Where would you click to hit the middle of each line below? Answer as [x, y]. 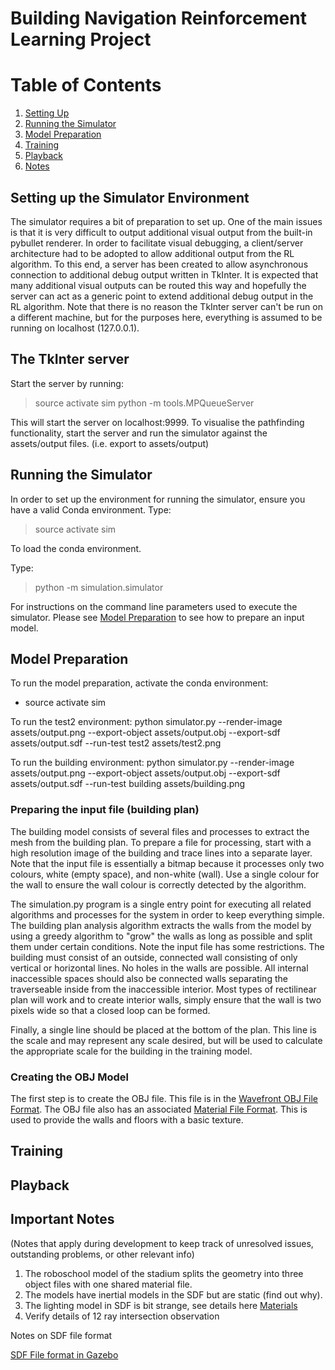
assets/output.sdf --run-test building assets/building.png [128, 784]
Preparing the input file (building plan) [105, 810]
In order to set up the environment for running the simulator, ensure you [158, 499]
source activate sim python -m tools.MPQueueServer [144, 403]
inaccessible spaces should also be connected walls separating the [149, 978]
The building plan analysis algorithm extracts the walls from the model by [161, 925]
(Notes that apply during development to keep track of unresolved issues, [162, 1243]
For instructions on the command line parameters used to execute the [154, 606]
